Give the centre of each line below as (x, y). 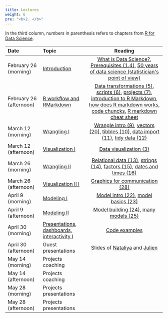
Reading (124, 51)
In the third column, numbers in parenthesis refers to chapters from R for (80, 33)
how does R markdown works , (124, 105)
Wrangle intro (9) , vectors (124, 125)
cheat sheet (124, 117)
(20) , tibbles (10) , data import (124, 132)
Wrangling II (57, 167)
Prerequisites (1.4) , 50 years (124, 65)
